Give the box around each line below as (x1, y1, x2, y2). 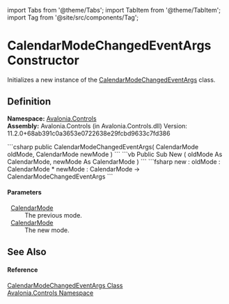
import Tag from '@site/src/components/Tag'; (7, 13, 139, 22)
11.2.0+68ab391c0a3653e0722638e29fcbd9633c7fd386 (7, 129, 171, 137)
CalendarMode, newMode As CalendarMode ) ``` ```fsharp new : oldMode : (7, 157, 221, 166)
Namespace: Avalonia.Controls (7, 114, 97, 123)
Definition (7, 96, 51, 107)
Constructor (7, 52, 80, 68)
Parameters (7, 188, 42, 197)
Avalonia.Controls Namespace (7, 289, 94, 297)
